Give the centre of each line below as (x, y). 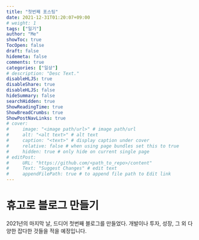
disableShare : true (31, 85)
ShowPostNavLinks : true (36, 118)
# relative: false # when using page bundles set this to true (93, 146)
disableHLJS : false (31, 90)
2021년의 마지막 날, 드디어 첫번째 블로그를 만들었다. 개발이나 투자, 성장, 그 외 (96, 223)
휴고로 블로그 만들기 (53, 206)
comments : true (25, 62)
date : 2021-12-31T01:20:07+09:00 (48, 17)
